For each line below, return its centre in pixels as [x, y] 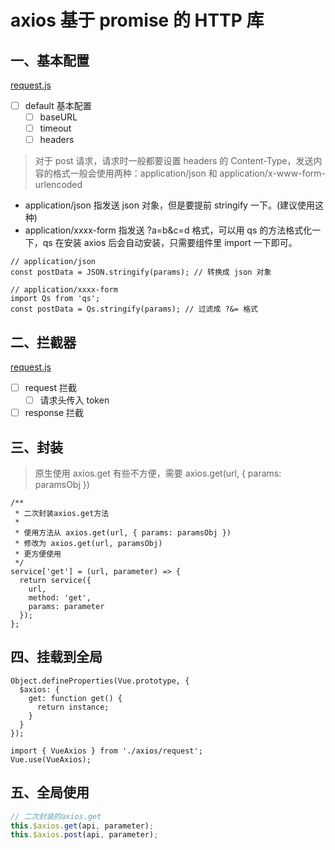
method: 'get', [60, 598]
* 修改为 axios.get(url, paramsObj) [88, 544]
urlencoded [58, 185]
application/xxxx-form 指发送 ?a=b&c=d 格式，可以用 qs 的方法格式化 [168, 230]
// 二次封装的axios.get [56, 816]
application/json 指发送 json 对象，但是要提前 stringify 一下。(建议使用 [170, 205]
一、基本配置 [50, 60]
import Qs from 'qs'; [55, 299]
